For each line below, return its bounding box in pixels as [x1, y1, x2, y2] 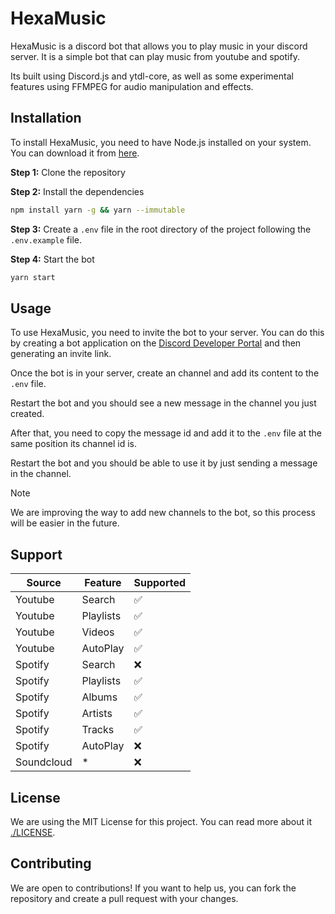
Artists [81, 707, 113, 721]
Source [26, 576, 62, 590]
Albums [81, 690, 118, 704]
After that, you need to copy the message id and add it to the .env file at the [10, 427, 322, 439]
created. [10, 408, 45, 420]
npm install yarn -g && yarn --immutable [10, 205, 186, 215]
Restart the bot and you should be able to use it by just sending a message [10, 457, 318, 469]
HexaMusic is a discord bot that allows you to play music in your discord [10, 40, 308, 52]
